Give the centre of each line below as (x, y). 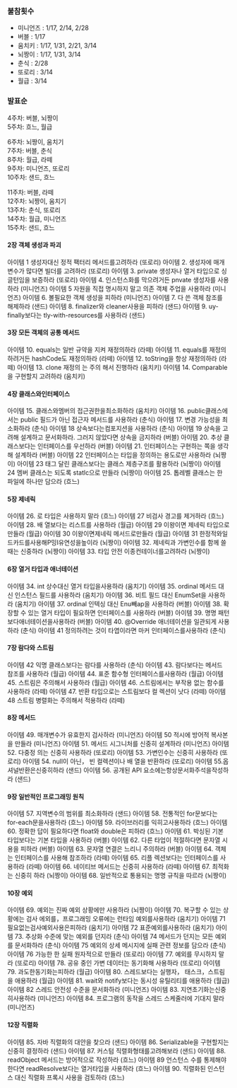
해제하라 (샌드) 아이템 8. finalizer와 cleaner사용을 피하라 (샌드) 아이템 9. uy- (113, 306)
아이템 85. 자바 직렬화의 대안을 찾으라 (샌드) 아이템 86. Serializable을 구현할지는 (118, 1042)
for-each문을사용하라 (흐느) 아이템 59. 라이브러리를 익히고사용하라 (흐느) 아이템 (117, 823)
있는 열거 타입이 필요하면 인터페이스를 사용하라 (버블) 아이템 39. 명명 (122, 613)
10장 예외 (20, 893)
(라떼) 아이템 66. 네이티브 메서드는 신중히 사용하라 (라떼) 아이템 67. (118, 867)
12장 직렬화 (23, 1025)
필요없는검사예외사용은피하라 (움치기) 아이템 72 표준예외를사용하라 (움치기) (111, 927)
